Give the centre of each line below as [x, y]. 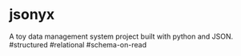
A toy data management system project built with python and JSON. [121, 36]
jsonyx [32, 15]
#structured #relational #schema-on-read [78, 44]
